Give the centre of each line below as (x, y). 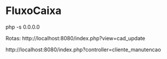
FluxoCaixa (34, 11)
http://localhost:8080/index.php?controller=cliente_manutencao (83, 49)
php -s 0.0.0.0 (23, 27)
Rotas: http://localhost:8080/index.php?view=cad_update (76, 38)
